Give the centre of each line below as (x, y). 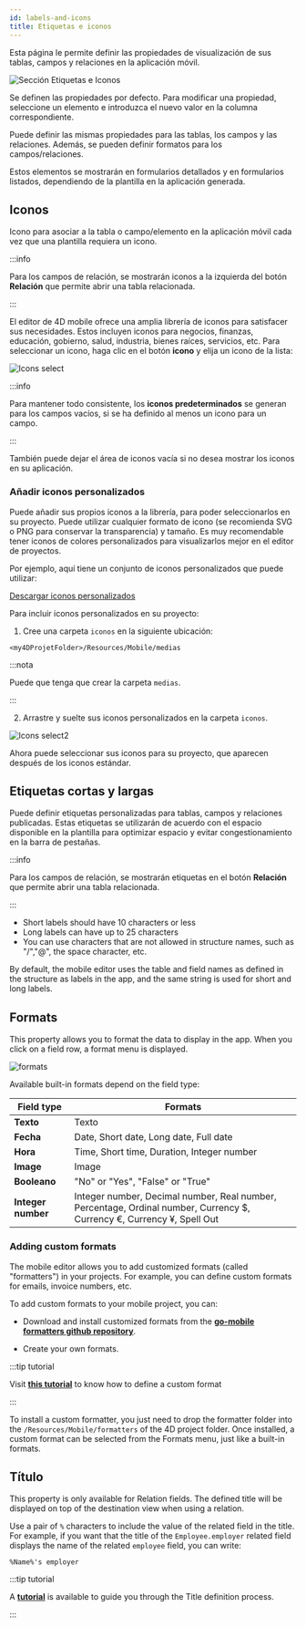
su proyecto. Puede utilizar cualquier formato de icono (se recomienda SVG (151, 522)
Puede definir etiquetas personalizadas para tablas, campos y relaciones (146, 813)
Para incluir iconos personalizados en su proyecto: (104, 613)
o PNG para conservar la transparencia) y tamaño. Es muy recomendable (147, 531)
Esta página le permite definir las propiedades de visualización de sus (140, 52)
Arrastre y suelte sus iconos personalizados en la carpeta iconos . (145, 718)
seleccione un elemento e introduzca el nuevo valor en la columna (133, 107)
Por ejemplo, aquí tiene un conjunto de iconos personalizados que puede (147, 568)
